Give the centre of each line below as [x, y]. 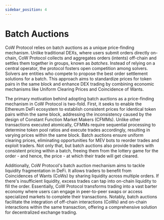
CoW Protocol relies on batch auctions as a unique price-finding [70, 48]
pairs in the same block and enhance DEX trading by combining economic [80, 84]
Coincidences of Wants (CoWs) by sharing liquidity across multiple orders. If [82, 176]
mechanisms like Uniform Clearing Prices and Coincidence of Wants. [75, 89]
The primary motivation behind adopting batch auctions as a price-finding [80, 98]
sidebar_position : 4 [26, 10]
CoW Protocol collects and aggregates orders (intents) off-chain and [87, 58]
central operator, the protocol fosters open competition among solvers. [77, 68]
